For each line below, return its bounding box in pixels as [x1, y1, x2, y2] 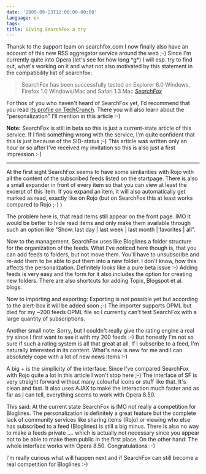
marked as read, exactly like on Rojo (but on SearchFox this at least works [6, 194, 193, 202]
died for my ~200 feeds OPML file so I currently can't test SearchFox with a [6, 309, 197, 316]
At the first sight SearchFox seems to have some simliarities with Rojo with [6, 168, 194, 176]
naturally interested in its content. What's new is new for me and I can [6, 347, 183, 354]
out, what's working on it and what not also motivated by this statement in [6, 63, 193, 70]
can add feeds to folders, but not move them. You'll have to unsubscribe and [6, 251, 200, 258]
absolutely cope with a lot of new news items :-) [6, 353, 128, 360]
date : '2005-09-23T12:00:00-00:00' [6, 9, 97, 15]
